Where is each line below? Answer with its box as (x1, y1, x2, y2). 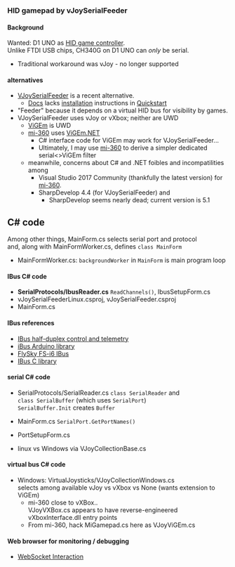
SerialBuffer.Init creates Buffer (17, 403, 116, 412)
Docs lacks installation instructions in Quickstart (27, 99, 167, 107)
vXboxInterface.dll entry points (27, 513, 118, 521)
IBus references (7, 318, 55, 327)
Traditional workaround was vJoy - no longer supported (17, 60, 179, 68)
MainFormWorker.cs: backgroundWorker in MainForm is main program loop (17, 256, 226, 265)
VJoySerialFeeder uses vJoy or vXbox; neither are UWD (17, 114, 179, 122)
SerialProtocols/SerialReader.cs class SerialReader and (17, 389, 180, 397)
